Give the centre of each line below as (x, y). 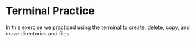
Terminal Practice (50, 11)
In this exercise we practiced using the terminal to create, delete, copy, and (98, 27)
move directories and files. (38, 33)
